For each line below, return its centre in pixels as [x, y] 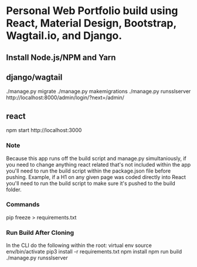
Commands [23, 205]
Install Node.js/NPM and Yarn [61, 57]
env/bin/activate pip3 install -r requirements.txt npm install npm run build [94, 252]
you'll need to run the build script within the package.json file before [89, 171]
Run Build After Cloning [40, 232]
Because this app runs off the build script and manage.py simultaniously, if [96, 158]
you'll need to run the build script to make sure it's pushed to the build [91, 183]
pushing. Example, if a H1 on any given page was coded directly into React [96, 177]
